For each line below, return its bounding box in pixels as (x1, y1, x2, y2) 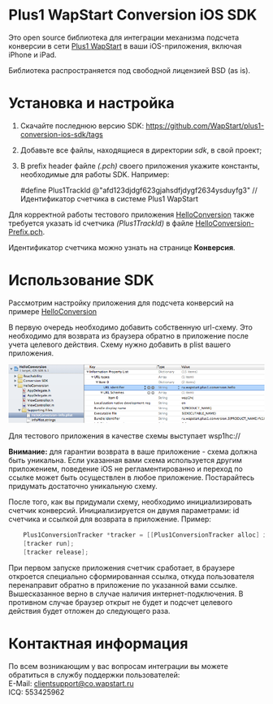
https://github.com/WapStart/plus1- (145, 120, 265, 131)
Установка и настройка (8, 94, 175, 113)
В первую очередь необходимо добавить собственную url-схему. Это (8, 322, 253, 332)
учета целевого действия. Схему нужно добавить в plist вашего (8, 339, 232, 349)
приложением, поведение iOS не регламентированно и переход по (8, 464, 244, 474)
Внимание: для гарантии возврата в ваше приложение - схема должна (8, 447, 258, 456)
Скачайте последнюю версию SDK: (19, 120, 145, 131)
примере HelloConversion (8, 306, 97, 316)
